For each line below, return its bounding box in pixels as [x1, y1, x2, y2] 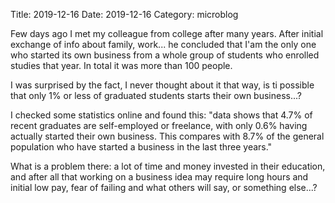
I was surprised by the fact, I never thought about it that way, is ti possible [10, 79, 315, 91]
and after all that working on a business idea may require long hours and [10, 171, 309, 183]
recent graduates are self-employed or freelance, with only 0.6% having [10, 120, 308, 131]
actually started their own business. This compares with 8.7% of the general [10, 130, 325, 142]
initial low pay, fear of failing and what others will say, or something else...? [10, 182, 318, 193]
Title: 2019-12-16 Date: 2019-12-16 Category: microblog [10, 9, 239, 20]
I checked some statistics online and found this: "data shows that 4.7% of [10, 109, 313, 121]
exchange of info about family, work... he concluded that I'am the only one [10, 39, 317, 50]
